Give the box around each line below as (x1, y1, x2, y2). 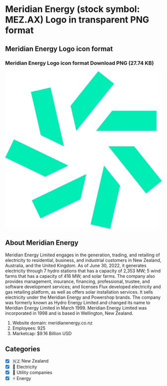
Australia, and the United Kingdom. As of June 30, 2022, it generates (5, 262, 147, 268)
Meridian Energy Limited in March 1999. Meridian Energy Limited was (5, 305, 147, 311)
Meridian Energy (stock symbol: (5, 3, 140, 15)
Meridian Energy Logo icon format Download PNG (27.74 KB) (5, 59, 154, 66)
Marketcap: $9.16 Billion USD (12, 330, 72, 336)
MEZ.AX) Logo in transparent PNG (5, 14, 149, 25)
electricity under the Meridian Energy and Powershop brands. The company (5, 294, 161, 300)
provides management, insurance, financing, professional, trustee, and (5, 278, 150, 284)
